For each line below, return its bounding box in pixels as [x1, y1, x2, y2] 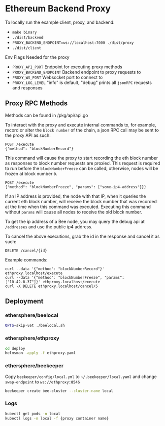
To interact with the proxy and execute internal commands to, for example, [5, 122, 156, 128]
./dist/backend [12, 35, 44, 40]
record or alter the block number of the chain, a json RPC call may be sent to [5, 127, 159, 133]
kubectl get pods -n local [5, 411, 61, 416]
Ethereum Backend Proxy [5, 3, 111, 14]
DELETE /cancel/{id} [5, 248, 48, 253]
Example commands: [5, 256, 48, 262]
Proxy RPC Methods [5, 99, 68, 108]
